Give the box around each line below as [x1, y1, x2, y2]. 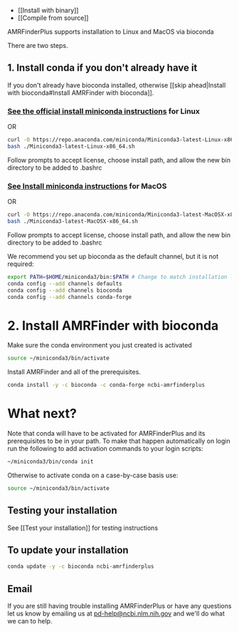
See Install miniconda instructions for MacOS [7, 181, 167, 191]
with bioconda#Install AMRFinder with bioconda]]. [7, 88, 154, 97]
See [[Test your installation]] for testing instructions [7, 524, 159, 532]
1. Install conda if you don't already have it [7, 62, 198, 74]
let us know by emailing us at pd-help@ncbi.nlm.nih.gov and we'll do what [7, 609, 225, 618]
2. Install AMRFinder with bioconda [7, 317, 219, 334]
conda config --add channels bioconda [7, 287, 122, 294]
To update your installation [7, 544, 129, 556]
